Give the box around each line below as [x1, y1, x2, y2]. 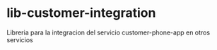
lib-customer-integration [6, 5, 156, 21]
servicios [6, 35, 33, 44]
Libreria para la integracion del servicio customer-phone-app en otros [6, 28, 210, 37]
